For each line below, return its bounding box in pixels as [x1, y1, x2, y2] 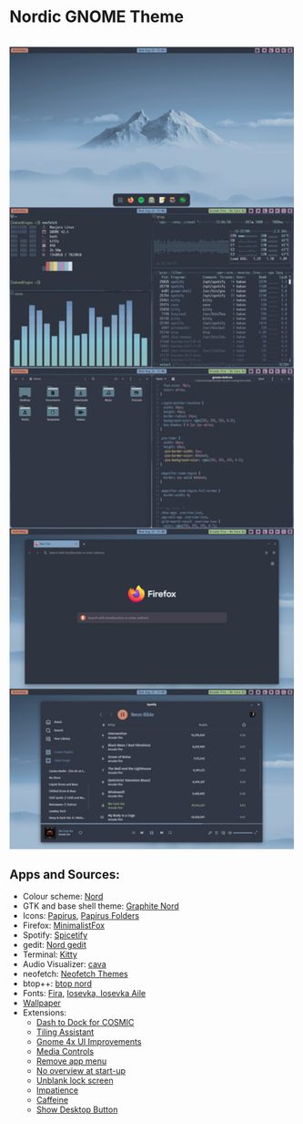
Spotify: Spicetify [22, 930, 88, 941]
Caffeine [35, 1095, 69, 1106]
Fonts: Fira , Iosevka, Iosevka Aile [22, 988, 146, 999]
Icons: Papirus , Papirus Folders [22, 911, 139, 921]
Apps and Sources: [9, 867, 120, 882]
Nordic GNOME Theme [9, 6, 185, 27]
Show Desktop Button [35, 1104, 118, 1115]
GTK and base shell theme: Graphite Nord [22, 900, 179, 911]
